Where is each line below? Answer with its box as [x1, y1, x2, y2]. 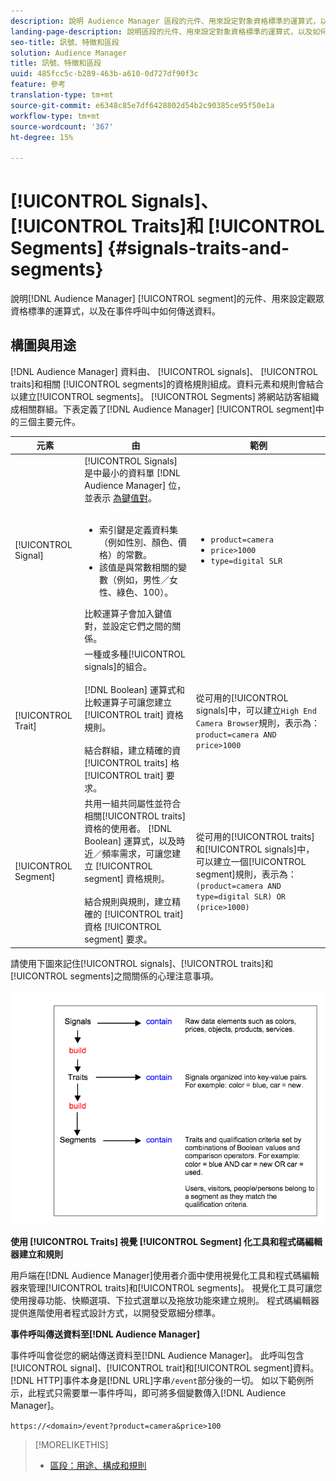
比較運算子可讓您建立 [84, 696, 173, 708]
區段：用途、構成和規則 [49, 1460, 147, 1472]
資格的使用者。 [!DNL [84, 823, 172, 835]
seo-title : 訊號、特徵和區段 [10, 37, 120, 47]
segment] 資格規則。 [84, 873, 170, 885]
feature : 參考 [10, 80, 67, 90]
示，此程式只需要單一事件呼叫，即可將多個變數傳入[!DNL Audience [10, 1387, 287, 1399]
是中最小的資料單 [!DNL [84, 466, 181, 479]
